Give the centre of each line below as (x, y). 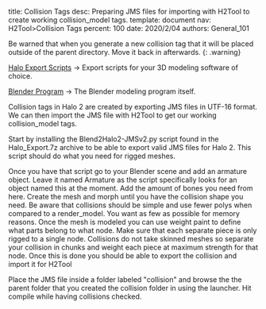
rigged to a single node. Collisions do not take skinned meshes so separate (131, 239)
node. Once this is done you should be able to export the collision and (122, 256)
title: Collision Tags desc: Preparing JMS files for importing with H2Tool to (129, 12)
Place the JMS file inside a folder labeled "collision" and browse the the (125, 280)
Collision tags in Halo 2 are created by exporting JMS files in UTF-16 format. (133, 107)
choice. (21, 76)
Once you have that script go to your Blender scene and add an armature (128, 171)
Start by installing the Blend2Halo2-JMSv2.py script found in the (114, 139)
